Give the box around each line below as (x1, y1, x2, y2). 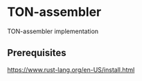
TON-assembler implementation (7, 27, 99, 35)
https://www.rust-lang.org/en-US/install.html (7, 65, 135, 73)
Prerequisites (7, 47, 66, 59)
